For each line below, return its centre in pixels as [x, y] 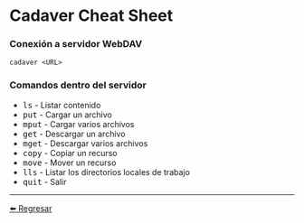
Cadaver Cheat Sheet [91, 16]
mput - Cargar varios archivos [78, 124]
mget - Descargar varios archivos [85, 143]
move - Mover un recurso [69, 163]
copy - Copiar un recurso [70, 153]
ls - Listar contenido [62, 105]
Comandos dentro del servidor [78, 85]
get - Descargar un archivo [74, 134]
